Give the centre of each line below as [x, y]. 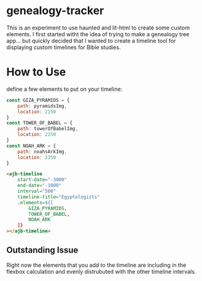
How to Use [36, 72]
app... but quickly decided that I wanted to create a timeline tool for [91, 40]
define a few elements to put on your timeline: [64, 89]
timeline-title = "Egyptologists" [59, 197]
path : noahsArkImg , [42, 152]
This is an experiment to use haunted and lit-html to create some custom [98, 28]
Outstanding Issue [42, 250]
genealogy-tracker [55, 11]
